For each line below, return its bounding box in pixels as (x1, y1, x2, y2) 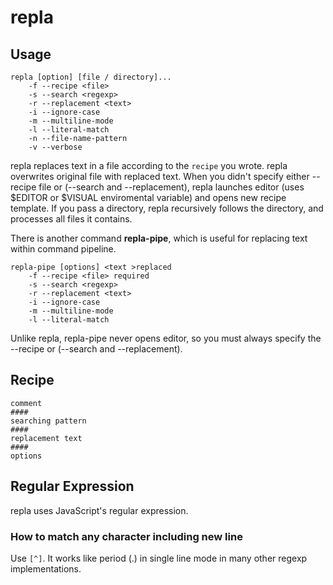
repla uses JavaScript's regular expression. (10, 504, 189, 516)
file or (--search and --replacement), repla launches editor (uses (38, 181, 305, 193)
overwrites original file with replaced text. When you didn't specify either (10, 171, 310, 182)
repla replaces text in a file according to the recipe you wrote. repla (10, 160, 288, 171)
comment (10, 398, 43, 408)
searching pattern (10, 416, 87, 426)
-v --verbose (28, 142, 83, 152)
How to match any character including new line (10, 529, 243, 543)
